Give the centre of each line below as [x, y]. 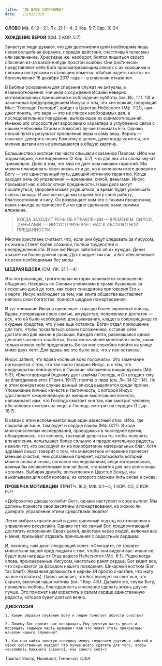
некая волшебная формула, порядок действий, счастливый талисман [77, 52]
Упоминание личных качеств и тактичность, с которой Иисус [68, 390]
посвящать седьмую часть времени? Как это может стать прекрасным [73, 628]
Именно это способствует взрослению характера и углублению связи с [80, 123]
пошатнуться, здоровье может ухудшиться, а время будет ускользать [78, 189]
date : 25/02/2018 [25, 14]
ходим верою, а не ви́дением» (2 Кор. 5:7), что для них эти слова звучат [80, 158]
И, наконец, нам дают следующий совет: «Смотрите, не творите [72, 545]
